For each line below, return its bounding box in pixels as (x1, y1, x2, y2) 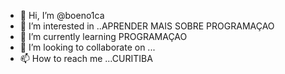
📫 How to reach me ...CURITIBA (19, 53, 153, 64)
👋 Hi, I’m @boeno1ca (19, 10, 105, 21)
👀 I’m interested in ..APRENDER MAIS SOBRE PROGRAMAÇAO (19, 20, 275, 32)
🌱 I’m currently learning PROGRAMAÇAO (19, 31, 188, 42)
